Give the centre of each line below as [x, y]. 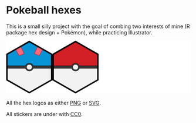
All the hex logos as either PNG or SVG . [54, 103]
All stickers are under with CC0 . [44, 114]
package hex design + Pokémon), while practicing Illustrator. [79, 32]
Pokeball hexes [44, 10]
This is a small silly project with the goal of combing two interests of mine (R [98, 26]
